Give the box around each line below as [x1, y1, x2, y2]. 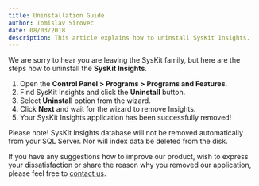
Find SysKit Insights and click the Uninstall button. [19, 88, 186, 97]
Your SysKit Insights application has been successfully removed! [19, 112, 232, 123]
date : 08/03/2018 [8, 26, 66, 34]
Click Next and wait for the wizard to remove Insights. [19, 104, 196, 114]
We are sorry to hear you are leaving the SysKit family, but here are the [8, 55, 241, 65]
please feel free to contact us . [8, 169, 106, 178]
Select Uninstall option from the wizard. [19, 96, 151, 105]
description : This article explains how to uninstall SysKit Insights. [8, 33, 250, 42]
